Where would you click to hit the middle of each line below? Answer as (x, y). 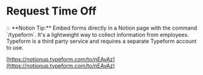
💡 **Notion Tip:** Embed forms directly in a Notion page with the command (102, 28)
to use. (15, 47)
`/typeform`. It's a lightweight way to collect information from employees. (98, 34)
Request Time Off (51, 11)
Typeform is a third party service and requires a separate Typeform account (101, 41)
